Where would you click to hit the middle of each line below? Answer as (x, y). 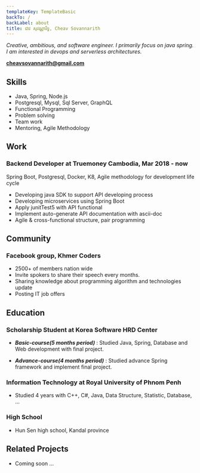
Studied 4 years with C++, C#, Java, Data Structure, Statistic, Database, (103, 395)
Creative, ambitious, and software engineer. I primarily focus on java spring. (100, 45)
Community (29, 239)
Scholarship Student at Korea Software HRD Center (82, 330)
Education (26, 313)
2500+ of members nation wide (54, 268)
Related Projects (37, 449)
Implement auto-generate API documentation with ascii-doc (88, 214)
